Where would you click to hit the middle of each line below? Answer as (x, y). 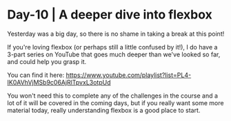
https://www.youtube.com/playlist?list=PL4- (129, 75)
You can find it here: (36, 75)
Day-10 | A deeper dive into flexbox (110, 15)
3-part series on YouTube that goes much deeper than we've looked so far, (114, 54)
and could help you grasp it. (47, 61)
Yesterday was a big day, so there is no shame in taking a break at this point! (116, 34)
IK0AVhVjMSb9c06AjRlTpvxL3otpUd (59, 82)
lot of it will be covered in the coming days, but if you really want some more (115, 102)
